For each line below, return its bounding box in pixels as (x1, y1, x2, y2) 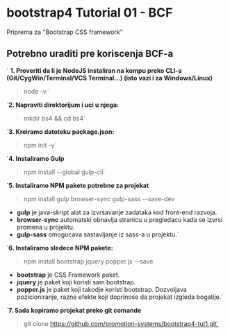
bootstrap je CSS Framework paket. (16, 270, 120, 279)
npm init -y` (23, 141, 57, 149)
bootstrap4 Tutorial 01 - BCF (6, 5, 173, 21)
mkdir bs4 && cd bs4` (23, 114, 86, 122)
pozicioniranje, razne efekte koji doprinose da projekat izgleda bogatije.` (16, 293, 224, 301)
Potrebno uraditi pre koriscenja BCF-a (6, 48, 174, 60)
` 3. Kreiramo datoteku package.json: (6, 127, 115, 136)
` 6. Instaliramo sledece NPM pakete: (6, 243, 113, 252)
